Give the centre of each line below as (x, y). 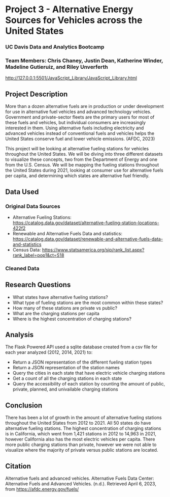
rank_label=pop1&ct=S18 (38, 255)
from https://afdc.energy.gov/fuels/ (42, 489)
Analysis (20, 335)
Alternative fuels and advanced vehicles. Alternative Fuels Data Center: (80, 478)
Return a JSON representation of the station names (66, 368)
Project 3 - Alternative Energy (69, 9)
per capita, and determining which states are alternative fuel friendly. (77, 176)
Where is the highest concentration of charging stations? (72, 319)
